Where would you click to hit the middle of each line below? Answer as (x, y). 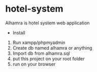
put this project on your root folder (48, 58)
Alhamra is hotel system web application (47, 23)
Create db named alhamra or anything (52, 48)
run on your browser (34, 64)
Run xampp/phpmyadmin (39, 42)
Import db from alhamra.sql (41, 53)
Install (19, 32)
